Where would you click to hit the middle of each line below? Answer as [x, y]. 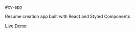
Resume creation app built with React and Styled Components [68, 16]
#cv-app [14, 7]
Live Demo [16, 26]
